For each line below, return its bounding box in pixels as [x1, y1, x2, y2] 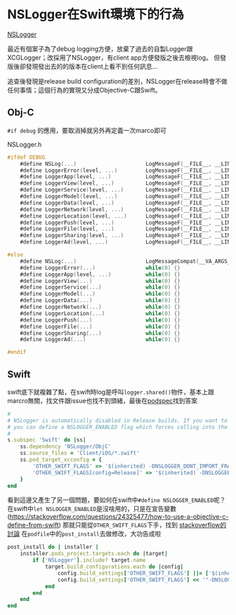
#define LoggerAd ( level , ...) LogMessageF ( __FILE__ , [20, 239, 212, 246]
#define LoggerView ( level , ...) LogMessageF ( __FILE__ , [20, 180, 212, 187]
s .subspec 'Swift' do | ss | [7, 437, 86, 444]
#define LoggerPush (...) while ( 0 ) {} [20, 317, 181, 324]
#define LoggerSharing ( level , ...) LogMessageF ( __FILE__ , [20, 232, 212, 239]
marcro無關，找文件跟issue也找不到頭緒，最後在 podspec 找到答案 [7, 396, 198, 404]
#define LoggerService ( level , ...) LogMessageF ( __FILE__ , [20, 187, 212, 194]
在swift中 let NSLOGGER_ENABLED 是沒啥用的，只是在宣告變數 [7, 505, 177, 513]
